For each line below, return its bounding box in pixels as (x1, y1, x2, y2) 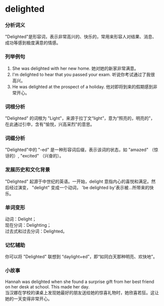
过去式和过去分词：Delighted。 (5, 228, 67, 234)
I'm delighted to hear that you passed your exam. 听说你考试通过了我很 (12, 71, 155, 77)
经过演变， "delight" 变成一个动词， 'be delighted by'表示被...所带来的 (9, 184, 150, 190)
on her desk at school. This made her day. (5, 284, 90, 289)
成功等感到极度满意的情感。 (5, 40, 61, 46)
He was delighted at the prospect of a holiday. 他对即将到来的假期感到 (12, 84, 153, 89)
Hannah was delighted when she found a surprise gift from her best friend (5, 279, 155, 284)
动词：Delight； (5, 216, 37, 222)
